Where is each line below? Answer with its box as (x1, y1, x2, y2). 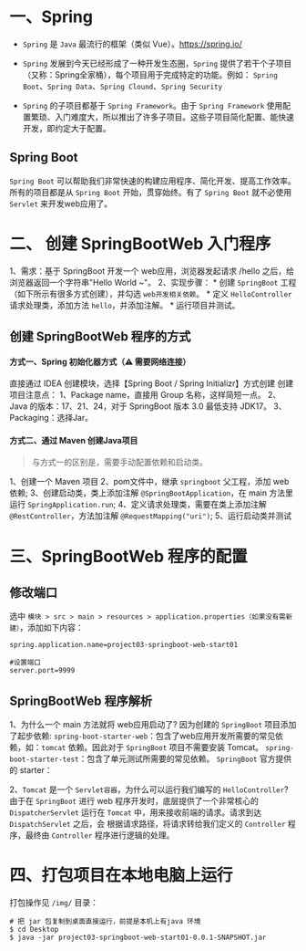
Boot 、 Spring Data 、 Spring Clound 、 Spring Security (22, 80, 223, 91)
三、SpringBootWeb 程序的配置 (9, 546, 248, 567)
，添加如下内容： (19, 622, 84, 633)
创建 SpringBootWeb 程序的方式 (9, 329, 191, 345)
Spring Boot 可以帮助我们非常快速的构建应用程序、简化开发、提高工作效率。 (9, 175, 296, 186)
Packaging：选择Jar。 (9, 413, 94, 423)
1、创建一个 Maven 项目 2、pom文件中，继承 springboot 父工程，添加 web (9, 476, 290, 487)
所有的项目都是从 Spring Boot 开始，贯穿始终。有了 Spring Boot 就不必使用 (9, 186, 292, 197)
